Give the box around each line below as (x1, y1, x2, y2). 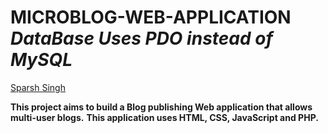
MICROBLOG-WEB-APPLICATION (10, 6, 292, 29)
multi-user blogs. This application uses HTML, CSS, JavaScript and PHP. (10, 111, 319, 123)
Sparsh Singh (10, 81, 66, 93)
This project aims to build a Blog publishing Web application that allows (10, 101, 313, 113)
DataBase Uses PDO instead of (10, 27, 273, 50)
